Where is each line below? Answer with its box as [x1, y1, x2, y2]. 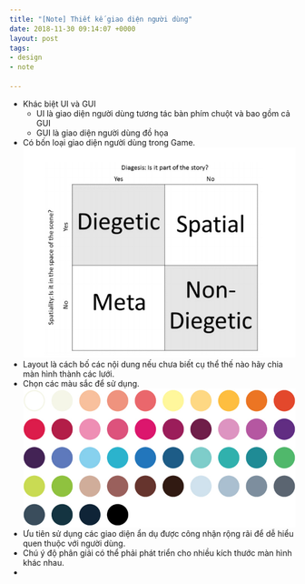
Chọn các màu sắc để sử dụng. [22, 378, 140, 388]
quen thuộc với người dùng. [22, 538, 126, 549]
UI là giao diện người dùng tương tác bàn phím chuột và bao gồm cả [35, 107, 290, 118]
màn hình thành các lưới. [22, 368, 115, 379]
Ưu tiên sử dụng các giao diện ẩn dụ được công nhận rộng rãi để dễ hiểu [22, 528, 294, 539]
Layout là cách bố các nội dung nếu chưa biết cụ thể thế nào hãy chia [22, 358, 283, 369]
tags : [9, 44, 30, 53]
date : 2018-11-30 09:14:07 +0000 [9, 24, 136, 34]
